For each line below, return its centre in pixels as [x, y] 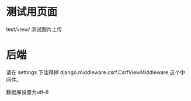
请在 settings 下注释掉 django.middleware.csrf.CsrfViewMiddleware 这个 [93, 72]
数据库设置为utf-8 [27, 92]
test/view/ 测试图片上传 [34, 29]
